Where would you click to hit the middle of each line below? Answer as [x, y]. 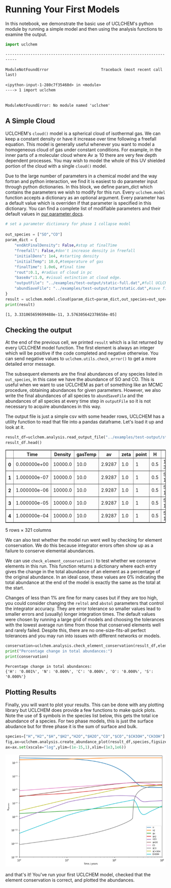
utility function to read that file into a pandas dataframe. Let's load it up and [84, 422]
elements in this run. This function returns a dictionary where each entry [81, 566]
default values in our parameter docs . [45, 214]
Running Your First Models [62, 9]
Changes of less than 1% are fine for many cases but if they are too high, [82, 598]
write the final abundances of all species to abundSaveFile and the [74, 396]
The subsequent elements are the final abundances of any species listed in [84, 374]
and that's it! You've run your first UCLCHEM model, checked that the [78, 874]
